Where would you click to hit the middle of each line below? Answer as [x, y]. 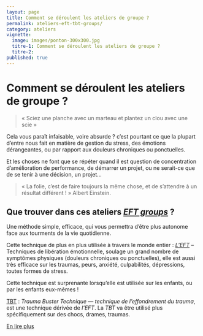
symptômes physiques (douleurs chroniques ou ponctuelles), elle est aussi [101, 258]
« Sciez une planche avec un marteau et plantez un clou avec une [105, 118]
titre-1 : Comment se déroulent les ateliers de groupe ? [86, 47]
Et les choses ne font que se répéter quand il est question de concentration [101, 161]
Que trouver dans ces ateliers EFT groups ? [90, 212]
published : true [27, 58]
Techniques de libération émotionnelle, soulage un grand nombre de [93, 251]
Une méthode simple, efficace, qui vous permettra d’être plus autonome [97, 227]
